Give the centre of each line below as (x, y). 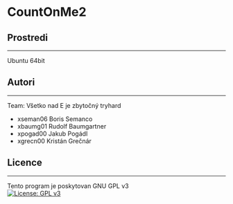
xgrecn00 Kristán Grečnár (54, 141)
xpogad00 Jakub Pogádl (52, 133)
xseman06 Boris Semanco (55, 119)
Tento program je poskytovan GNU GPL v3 (68, 186)
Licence (25, 163)
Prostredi (28, 38)
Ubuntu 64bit (26, 61)
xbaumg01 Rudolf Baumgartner (62, 126)
